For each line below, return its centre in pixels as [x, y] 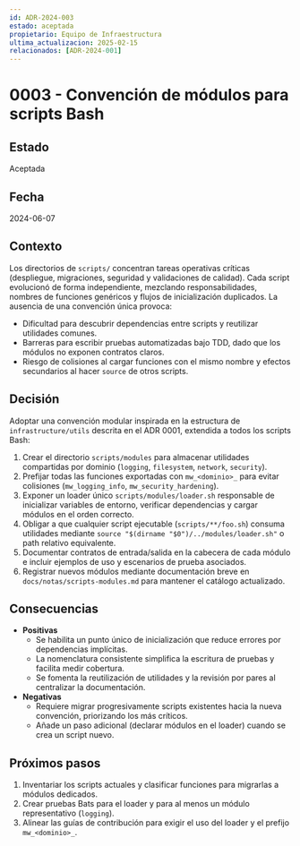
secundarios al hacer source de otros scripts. [105, 371]
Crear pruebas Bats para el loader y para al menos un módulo [136, 804]
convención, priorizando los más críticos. [111, 716]
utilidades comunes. [60, 333]
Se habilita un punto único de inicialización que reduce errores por [158, 640]
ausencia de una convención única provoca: [91, 306]
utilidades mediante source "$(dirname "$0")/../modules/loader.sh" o [153, 533]
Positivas [40, 630]
